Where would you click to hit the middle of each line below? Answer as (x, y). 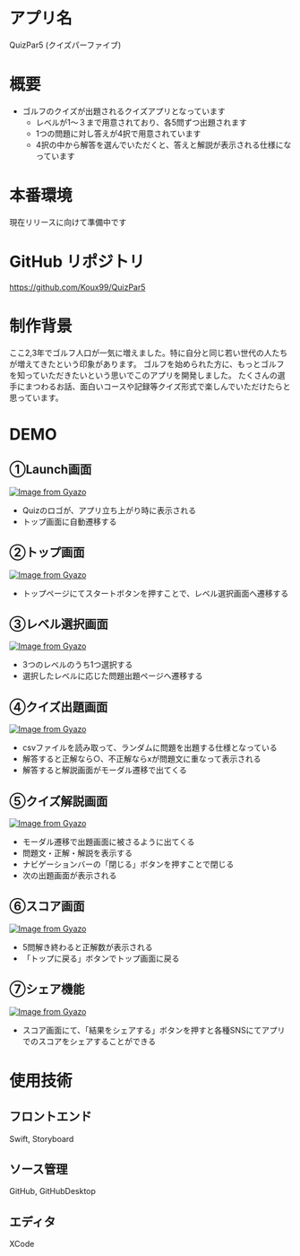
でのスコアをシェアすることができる (89, 1041)
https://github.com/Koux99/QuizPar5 (77, 287)
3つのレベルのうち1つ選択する (77, 665)
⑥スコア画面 (47, 907)
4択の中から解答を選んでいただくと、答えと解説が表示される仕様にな (163, 144)
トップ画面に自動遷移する (69, 521)
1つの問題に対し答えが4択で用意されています (118, 133)
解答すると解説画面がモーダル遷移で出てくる (105, 770)
